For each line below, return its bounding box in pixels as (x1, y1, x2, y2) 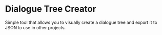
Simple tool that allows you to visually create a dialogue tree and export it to (5, 19, 158, 25)
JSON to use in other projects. (5, 24, 66, 30)
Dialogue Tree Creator (5, 3, 97, 15)
